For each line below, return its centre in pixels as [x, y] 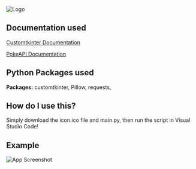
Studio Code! [22, 127]
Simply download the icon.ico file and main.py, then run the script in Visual [98, 120]
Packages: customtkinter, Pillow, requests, [59, 87]
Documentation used [46, 28]
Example [23, 145]
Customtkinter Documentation [43, 42]
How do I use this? [41, 106]
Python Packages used [50, 73]
